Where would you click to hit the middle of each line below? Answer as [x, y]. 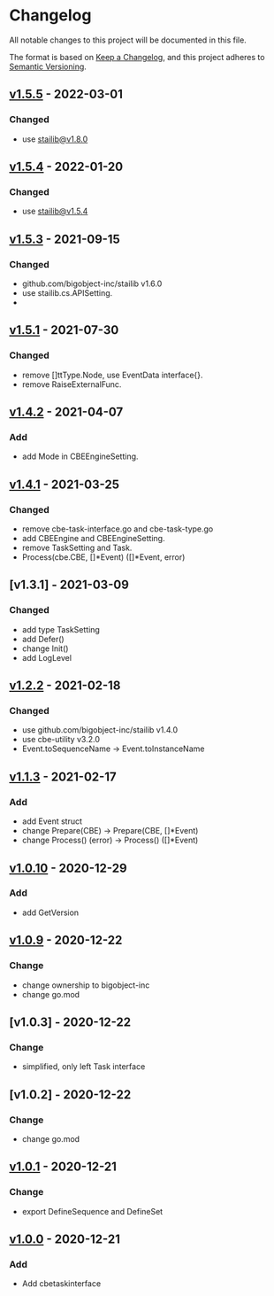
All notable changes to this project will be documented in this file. [128, 40]
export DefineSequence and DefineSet [92, 1211]
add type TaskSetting [61, 629]
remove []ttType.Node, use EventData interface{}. [112, 375]
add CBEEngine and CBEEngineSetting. [93, 539]
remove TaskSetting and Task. [77, 548]
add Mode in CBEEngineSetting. [80, 456]
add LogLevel [47, 657]
